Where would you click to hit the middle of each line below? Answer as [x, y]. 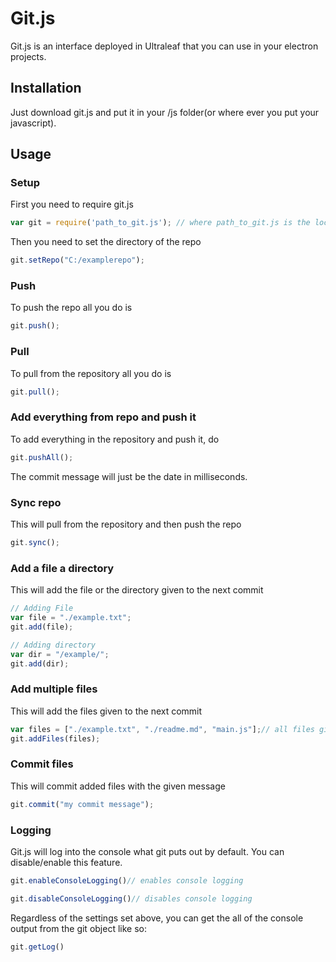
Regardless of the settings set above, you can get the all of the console [157, 918]
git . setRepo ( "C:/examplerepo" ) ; [77, 260]
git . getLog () [37, 947]
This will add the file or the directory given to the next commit [137, 590]
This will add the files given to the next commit [106, 711]
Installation [46, 88]
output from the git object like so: [78, 928]
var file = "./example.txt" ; [71, 618]
